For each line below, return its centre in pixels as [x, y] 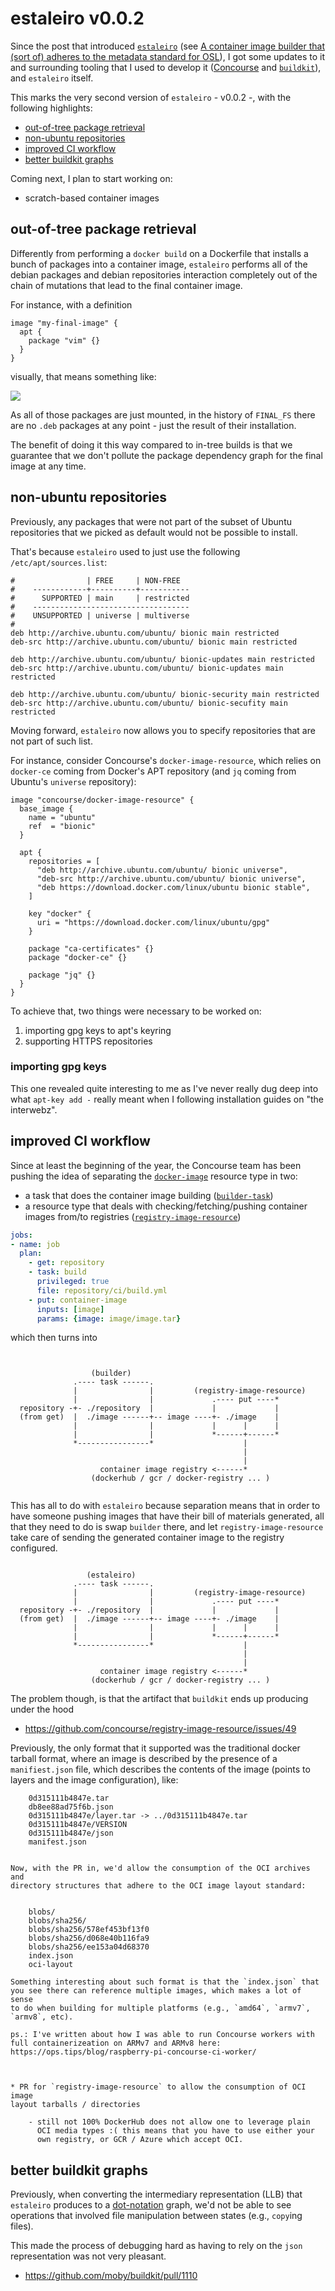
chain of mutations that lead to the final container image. [126, 285]
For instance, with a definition [71, 304]
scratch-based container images [92, 198]
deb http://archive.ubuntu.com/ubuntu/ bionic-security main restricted [165, 694]
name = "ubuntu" [62, 817]
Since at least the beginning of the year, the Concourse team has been [156, 1165]
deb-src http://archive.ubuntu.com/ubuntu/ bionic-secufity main [149, 703]
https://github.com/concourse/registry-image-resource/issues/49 [160, 1729]
